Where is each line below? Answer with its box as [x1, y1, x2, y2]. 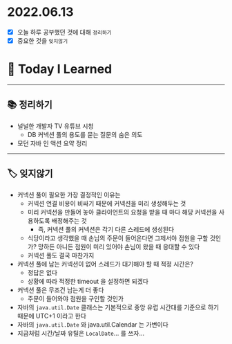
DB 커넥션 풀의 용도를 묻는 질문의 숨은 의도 [27, 130, 143, 138]
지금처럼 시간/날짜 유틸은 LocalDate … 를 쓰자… [17, 329, 145, 337]
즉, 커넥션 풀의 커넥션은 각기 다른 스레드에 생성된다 [37, 225, 175, 233]
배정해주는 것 [51, 216, 88, 225]
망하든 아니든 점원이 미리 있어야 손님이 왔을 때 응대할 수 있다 [37, 242, 200, 251]
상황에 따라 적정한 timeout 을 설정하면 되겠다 [27, 277, 148, 285]
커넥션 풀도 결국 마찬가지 [27, 251, 95, 260]
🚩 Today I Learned [7, 62, 113, 77]
